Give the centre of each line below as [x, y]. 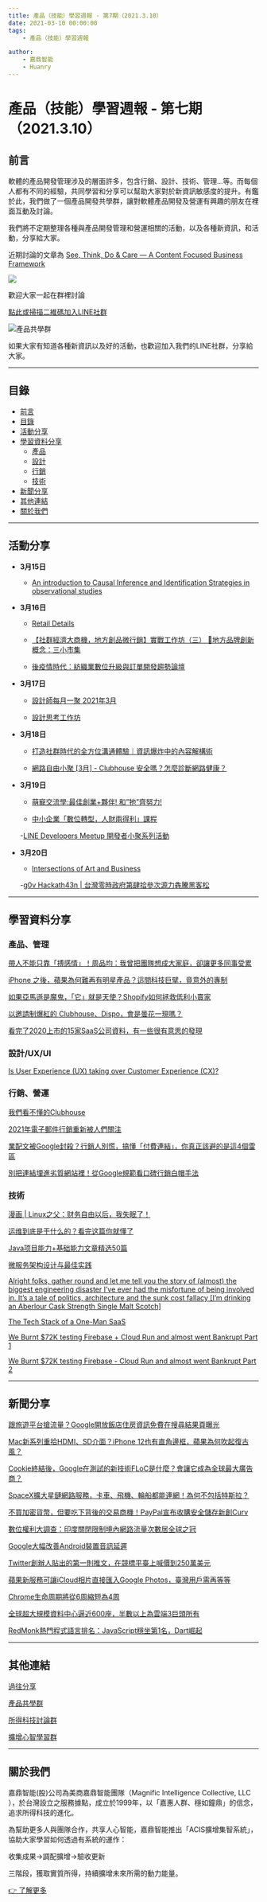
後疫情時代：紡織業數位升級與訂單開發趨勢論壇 [108, 666]
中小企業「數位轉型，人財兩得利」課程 [94, 818]
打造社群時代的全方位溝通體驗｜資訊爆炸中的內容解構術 [122, 751]
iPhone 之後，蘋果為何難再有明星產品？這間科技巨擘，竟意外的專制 [118, 980]
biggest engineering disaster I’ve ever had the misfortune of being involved [131, 1289]
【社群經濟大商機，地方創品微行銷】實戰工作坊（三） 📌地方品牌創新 [143, 639]
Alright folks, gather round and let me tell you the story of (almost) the [122, 1281]
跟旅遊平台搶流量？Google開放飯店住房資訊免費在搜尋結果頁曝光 [114, 1425]
